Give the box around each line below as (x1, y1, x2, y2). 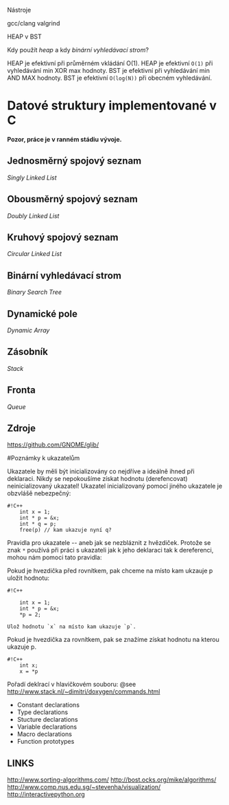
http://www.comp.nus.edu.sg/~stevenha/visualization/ (7, 783, 161, 791)
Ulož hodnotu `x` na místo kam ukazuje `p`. (7, 623, 136, 630)
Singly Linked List (7, 173, 57, 182)
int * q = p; (19, 521, 57, 528)
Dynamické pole (7, 308, 77, 319)
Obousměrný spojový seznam (7, 193, 138, 205)
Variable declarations (16, 722, 77, 731)
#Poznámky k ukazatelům (7, 454, 80, 462)
